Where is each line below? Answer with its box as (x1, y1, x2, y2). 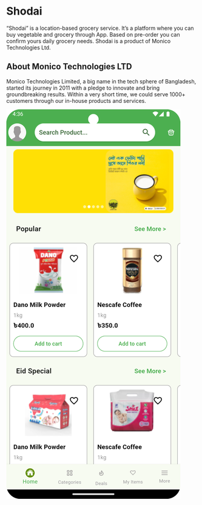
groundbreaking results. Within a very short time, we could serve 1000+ (6, 90, 186, 98)
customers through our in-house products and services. (6, 97, 147, 104)
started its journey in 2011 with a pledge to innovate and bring (6, 84, 160, 91)
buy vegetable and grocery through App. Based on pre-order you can (6, 30, 180, 38)
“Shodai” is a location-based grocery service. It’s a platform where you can (6, 24, 194, 32)
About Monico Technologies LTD (6, 62, 132, 72)
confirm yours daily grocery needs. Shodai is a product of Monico (6, 37, 171, 44)
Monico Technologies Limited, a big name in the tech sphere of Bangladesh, (6, 77, 197, 85)
